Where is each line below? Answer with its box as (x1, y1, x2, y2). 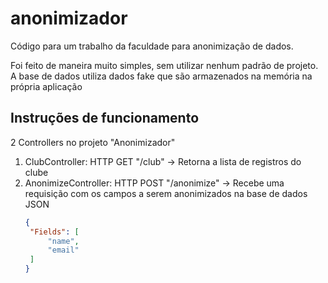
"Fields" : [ (29, 227, 80, 237)
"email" (47, 245, 80, 256)
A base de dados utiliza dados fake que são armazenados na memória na (10, 70, 313, 82)
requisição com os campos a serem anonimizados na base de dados (24, 187, 308, 199)
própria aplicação (10, 80, 83, 92)
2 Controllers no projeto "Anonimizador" (10, 136, 176, 148)
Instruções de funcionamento (10, 110, 200, 127)
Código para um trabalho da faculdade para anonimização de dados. (10, 40, 294, 52)
